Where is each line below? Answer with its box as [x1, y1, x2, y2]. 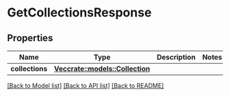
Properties [7, 32, 53, 44]
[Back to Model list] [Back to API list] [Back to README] [7, 82, 164, 90]
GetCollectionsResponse [7, 5, 152, 21]
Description [156, 53, 196, 62]
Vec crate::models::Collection [53, 64, 151, 73]
